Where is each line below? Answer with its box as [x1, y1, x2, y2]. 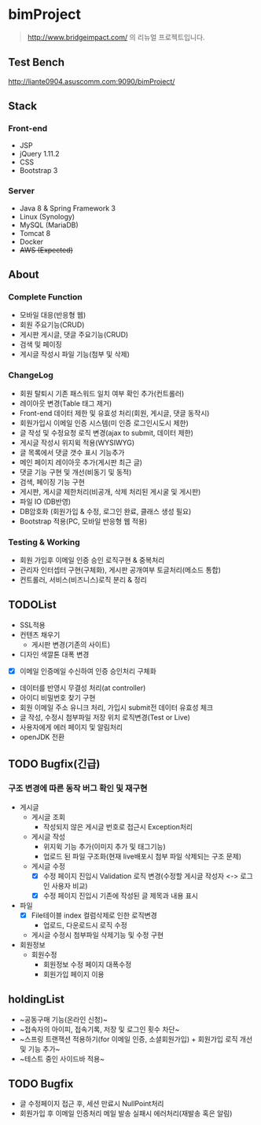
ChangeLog [8, 369, 53, 381]
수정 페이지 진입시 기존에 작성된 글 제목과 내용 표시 [42, 891, 199, 900]
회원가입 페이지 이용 [42, 969, 105, 979]
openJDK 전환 [19, 732, 65, 741]
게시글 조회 [31, 812, 65, 822]
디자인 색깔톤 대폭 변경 [19, 649, 90, 659]
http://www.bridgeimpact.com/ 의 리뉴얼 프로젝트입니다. [27, 32, 206, 42]
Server [8, 186, 35, 197]
